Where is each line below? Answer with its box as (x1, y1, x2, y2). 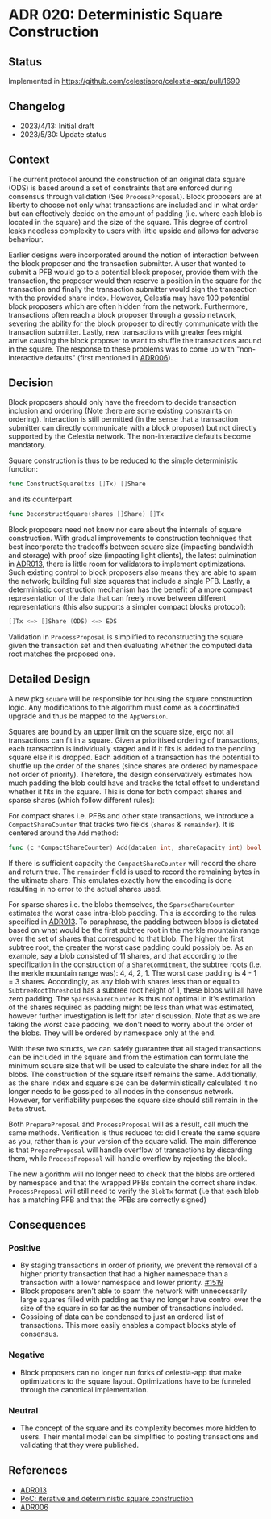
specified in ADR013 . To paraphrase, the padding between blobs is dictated (8, 917, 260, 926)
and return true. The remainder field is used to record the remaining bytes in (8, 867, 261, 876)
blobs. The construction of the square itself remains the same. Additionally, (8, 1069, 258, 1079)
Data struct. (8, 1103, 47, 1113)
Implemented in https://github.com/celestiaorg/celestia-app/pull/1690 (8, 77, 240, 85)
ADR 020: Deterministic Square (8, 6, 223, 24)
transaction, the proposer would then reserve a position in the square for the (8, 276, 262, 285)
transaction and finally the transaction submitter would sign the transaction (8, 284, 258, 293)
